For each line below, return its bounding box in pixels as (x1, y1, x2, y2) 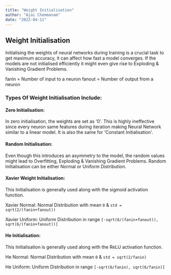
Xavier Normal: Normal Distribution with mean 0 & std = (5, 202, 122, 208)
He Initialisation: (5, 232, 41, 239)
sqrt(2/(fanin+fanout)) (5, 207, 56, 212)
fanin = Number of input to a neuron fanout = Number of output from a (5, 76, 154, 82)
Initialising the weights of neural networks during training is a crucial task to (5, 50, 164, 56)
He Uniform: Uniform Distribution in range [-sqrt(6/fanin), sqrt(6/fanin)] (5, 264, 165, 270)
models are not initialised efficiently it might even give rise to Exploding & (5, 61, 159, 67)
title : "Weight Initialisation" (5, 7, 74, 13)
